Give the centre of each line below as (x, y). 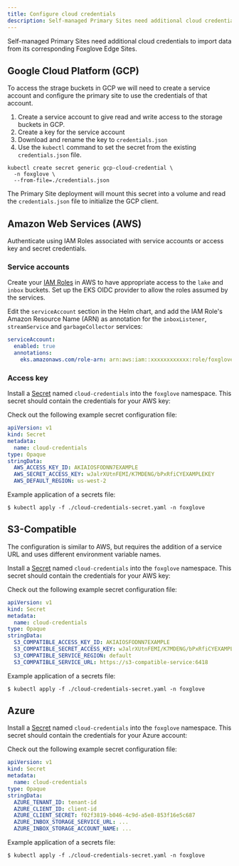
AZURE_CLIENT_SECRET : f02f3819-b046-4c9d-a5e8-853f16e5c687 (105, 815)
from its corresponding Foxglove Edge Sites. (72, 49)
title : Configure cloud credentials (62, 14)
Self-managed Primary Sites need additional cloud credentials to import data (119, 41)
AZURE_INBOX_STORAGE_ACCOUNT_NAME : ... (73, 829)
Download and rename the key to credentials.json (92, 140)
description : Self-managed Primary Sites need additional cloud (105, 21)
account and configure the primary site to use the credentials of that (107, 96)
